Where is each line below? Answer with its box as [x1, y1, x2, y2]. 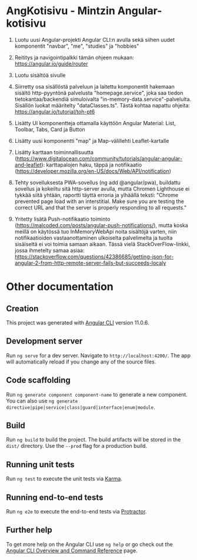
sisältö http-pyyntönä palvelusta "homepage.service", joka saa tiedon [14, 89, 183, 96]
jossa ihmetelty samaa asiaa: [14, 247, 85, 254]
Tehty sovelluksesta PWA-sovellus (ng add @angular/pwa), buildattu [14, 179, 181, 186]
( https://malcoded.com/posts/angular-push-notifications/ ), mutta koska [14, 221, 188, 228]
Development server [6, 336, 83, 346]
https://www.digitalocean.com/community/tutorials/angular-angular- [16, 155, 183, 162]
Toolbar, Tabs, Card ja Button [14, 126, 85, 133]
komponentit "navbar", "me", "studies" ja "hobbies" [14, 42, 139, 50]
